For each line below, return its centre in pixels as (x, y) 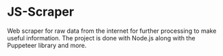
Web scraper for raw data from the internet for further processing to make (112, 31)
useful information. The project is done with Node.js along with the (101, 38)
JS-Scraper (40, 12)
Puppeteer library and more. (47, 45)
